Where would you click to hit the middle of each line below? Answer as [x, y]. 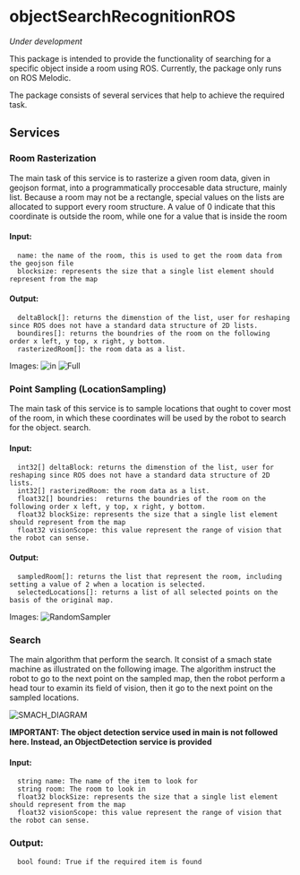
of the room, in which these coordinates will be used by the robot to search [148, 418]
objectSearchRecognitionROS [122, 17]
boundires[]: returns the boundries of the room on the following [144, 334]
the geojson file [42, 263]
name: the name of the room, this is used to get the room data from [150, 256]
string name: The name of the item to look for [108, 782]
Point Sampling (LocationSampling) [88, 389]
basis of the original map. [62, 600]
